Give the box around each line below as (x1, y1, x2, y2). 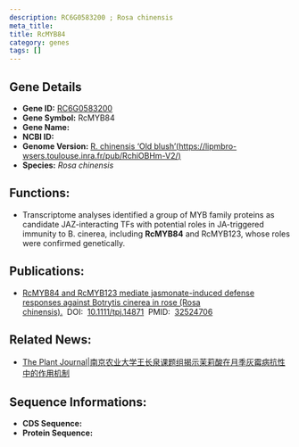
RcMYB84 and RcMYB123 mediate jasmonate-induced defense (21, 287, 255, 298)
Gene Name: (21, 121, 70, 132)
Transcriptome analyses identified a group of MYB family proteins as (21, 209, 275, 219)
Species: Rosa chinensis (21, 160, 114, 170)
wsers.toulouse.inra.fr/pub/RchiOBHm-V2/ (21, 150, 179, 161)
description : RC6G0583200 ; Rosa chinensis (9, 12, 174, 22)
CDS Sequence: (21, 418, 83, 429)
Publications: (9, 264, 85, 279)
